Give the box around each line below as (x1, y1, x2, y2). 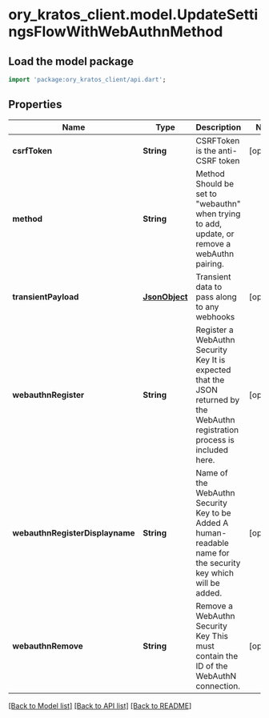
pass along (195, 291, 238, 302)
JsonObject (143, 291, 188, 302)
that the (195, 374, 225, 385)
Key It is (195, 354, 226, 365)
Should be (195, 178, 235, 189)
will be (195, 577, 220, 588)
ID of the (195, 660, 228, 672)
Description (195, 122, 242, 133)
